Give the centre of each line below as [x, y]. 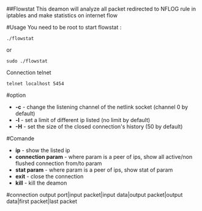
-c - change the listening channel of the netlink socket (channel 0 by [102, 107]
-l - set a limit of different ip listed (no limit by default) [83, 120]
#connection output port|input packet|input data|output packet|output [95, 195]
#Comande [21, 138]
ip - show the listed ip [43, 150]
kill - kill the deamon [41, 183]
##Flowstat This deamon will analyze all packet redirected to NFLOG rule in [101, 9]
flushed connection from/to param [58, 163]
